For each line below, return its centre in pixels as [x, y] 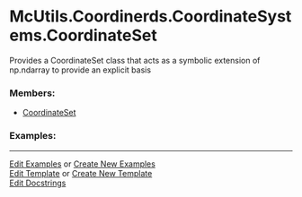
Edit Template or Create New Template [81, 173]
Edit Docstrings [38, 183]
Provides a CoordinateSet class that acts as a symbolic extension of [135, 60]
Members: [32, 93]
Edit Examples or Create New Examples [82, 164]
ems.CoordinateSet [83, 35]
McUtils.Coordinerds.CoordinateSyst [151, 17]
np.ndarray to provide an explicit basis [80, 70]
